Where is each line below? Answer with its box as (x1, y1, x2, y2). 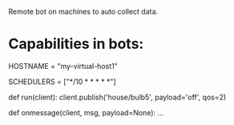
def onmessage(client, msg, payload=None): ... (8, 107, 164, 117)
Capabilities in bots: (8, 35, 144, 53)
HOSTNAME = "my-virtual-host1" (8, 61, 118, 71)
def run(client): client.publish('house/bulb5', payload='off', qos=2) (8, 92, 227, 102)
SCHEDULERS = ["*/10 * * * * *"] (8, 76, 116, 87)
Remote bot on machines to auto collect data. (8, 7, 159, 16)
